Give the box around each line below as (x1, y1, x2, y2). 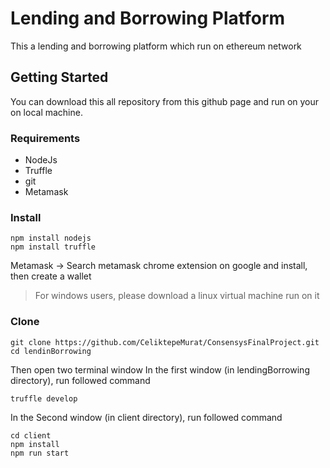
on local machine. (10, 106, 83, 118)
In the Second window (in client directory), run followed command (10, 411, 283, 423)
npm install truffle (10, 242, 97, 252)
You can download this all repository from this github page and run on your (10, 95, 320, 107)
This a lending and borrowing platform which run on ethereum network (10, 40, 302, 52)
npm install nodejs (10, 233, 92, 244)
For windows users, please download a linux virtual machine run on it (34, 290, 320, 302)
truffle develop (10, 393, 78, 404)
